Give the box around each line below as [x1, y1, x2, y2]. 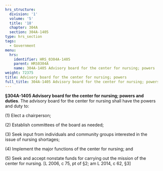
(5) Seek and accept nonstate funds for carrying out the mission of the [5, 155, 147, 161]
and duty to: [5, 103, 30, 109]
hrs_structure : [5, 7, 36, 12]
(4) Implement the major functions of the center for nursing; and [5, 146, 133, 152]
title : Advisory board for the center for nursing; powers [5, 75, 127, 80]
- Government [9, 43, 36, 48]
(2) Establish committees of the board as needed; [5, 122, 104, 128]
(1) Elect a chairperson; [5, 112, 51, 118]
